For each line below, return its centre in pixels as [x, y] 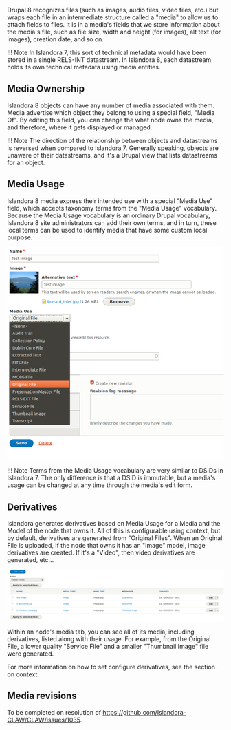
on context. [23, 674]
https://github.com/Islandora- [145, 712]
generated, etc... [31, 559]
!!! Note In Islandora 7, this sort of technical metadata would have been [107, 52]
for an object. [26, 162]
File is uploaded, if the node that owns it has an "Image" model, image [106, 545]
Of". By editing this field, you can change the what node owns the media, [110, 120]
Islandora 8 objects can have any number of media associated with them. [111, 105]
